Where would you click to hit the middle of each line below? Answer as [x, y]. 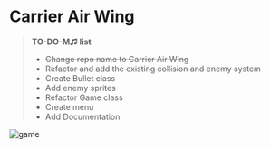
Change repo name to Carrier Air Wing [117, 59]
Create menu [69, 106]
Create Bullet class [80, 78]
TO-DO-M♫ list [62, 42]
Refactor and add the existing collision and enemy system [153, 69]
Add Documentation [82, 116]
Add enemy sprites [80, 88]
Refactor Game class [84, 97]
